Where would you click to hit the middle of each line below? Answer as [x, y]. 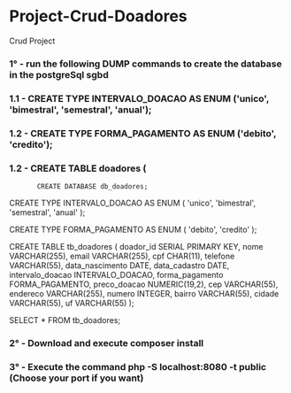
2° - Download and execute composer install [107, 343]
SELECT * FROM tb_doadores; [65, 320]
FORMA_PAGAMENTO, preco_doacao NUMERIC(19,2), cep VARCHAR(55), [144, 284]
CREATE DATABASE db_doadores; [92, 187]
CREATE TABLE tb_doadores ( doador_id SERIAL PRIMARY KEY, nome [136, 247]
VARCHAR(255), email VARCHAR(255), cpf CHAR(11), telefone [122, 256]
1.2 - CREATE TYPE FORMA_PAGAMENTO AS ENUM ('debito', [143, 133]
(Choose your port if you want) [77, 378]
